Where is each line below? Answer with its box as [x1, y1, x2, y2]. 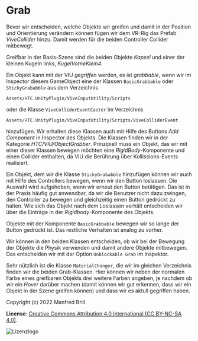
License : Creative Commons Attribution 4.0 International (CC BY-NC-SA [6, 310, 182, 317]
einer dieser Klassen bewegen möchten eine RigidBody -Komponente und [6, 146, 185, 154]
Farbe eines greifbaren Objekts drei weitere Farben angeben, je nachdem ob [6, 274, 193, 282]
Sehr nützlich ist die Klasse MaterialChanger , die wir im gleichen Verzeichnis [6, 262, 192, 269]
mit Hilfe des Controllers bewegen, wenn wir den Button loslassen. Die [6, 177, 177, 184]
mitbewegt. [6, 42, 34, 49]
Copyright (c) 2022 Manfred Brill [6, 298, 86, 305]
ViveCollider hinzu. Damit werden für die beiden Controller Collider [6, 36, 168, 43]
